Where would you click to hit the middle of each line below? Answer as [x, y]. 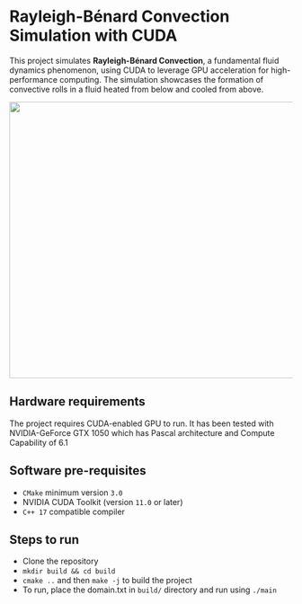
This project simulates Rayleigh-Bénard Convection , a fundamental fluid [144, 60]
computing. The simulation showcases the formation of [162, 79]
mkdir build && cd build [69, 572]
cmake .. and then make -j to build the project [107, 581]
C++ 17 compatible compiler [74, 511]
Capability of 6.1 [39, 442]
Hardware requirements [77, 402]
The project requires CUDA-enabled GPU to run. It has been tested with [142, 423]
